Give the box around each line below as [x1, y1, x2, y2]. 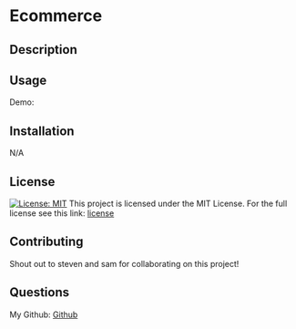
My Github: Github [9, 309, 78, 320]
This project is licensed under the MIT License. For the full [68, 198, 288, 210]
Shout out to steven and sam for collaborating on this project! [9, 258, 240, 269]
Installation [9, 123, 75, 139]
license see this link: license [9, 208, 115, 219]
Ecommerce [9, 5, 103, 26]
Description [9, 42, 77, 57]
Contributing [9, 234, 84, 250]
